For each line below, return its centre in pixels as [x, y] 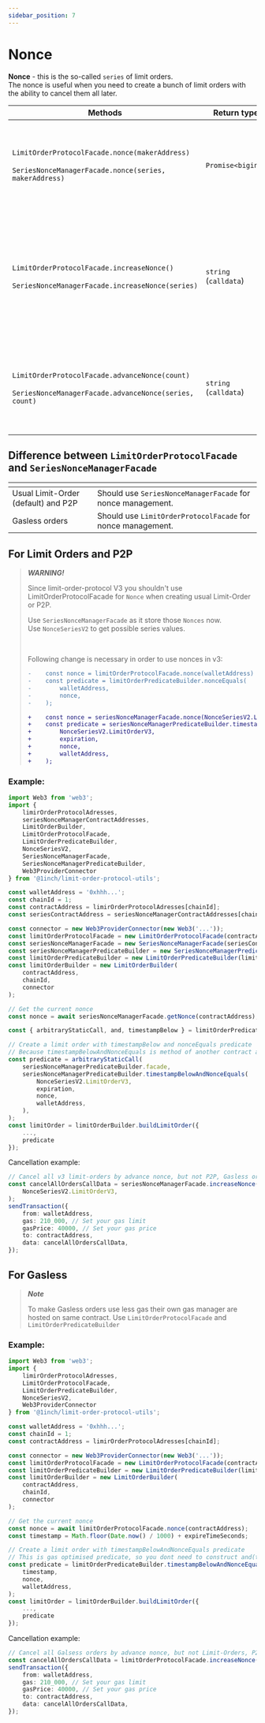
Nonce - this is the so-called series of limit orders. [91, 76]
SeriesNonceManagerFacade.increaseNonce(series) [105, 285]
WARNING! [46, 573]
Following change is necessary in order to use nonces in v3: [125, 659]
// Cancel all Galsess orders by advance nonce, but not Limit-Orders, [128, 1653]
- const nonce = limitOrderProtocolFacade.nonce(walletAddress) [140, 674]
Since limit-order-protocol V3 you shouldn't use [105, 588]
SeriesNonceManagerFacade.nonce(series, [89, 170]
